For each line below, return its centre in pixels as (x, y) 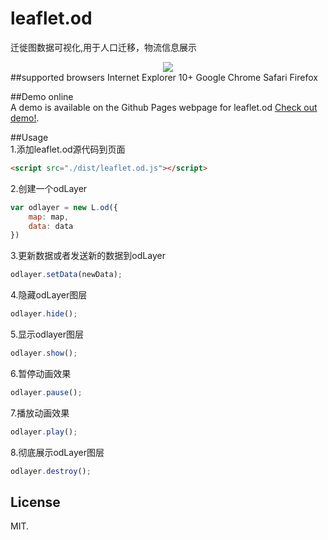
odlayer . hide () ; (44, 314)
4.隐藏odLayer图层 (49, 295)
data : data (51, 226)
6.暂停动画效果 (41, 373)
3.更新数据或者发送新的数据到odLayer (88, 256)
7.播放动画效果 (40, 413)
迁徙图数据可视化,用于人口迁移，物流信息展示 (104, 47)
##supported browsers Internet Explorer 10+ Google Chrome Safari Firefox (164, 77)
